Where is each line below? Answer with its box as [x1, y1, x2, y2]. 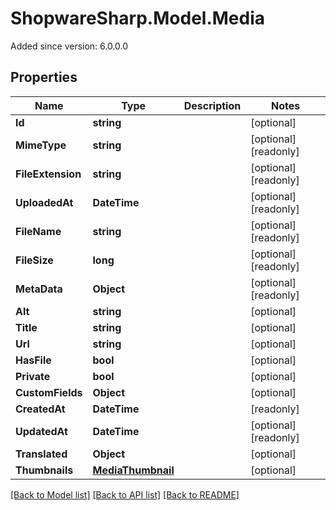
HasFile [15, 353, 52, 367]
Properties [10, 69, 78, 86]
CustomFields [15, 385, 83, 399]
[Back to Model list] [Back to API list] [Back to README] [10, 488, 240, 501]
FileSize [15, 253, 54, 267]
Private [15, 369, 51, 383]
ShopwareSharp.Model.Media [10, 7, 266, 30]
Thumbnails [15, 463, 74, 477]
